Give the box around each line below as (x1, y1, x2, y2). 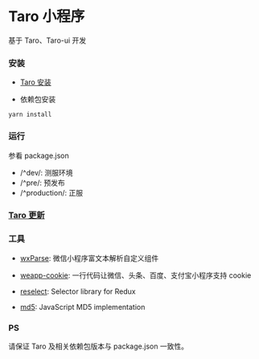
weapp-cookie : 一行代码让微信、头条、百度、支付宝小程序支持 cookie (19, 270, 252, 280)
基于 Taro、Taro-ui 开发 (8, 35, 87, 45)
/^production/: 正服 (19, 188, 83, 197)
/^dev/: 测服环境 (19, 167, 73, 177)
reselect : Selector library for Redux (19, 287, 137, 296)
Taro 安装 (19, 77, 52, 87)
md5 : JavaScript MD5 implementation (19, 302, 146, 312)
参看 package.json (8, 151, 70, 160)
